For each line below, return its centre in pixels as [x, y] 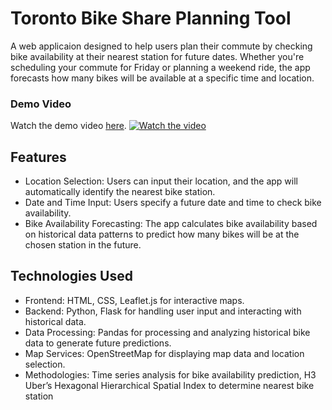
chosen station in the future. [83, 245]
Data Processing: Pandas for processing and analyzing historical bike [167, 332]
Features [38, 157]
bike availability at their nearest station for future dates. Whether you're [157, 56]
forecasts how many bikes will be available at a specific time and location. [162, 78]
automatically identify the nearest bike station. [120, 192]
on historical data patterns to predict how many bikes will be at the [162, 234]
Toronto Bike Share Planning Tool [151, 18]
